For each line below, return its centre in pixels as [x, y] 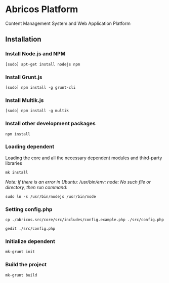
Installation [23, 39]
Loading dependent [30, 147]
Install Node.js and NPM [35, 54]
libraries [14, 163]
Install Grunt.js [24, 77]
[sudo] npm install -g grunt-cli [40, 87]
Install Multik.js [25, 100]
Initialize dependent [30, 241]
